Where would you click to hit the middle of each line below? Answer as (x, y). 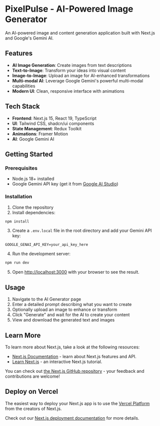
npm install (17, 221)
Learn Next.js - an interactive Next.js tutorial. (57, 362)
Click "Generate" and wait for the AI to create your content (71, 315)
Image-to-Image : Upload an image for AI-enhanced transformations (81, 75)
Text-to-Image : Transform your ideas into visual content (69, 70)
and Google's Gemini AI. (29, 38)
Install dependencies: (34, 212)
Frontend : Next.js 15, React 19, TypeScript (54, 118)
